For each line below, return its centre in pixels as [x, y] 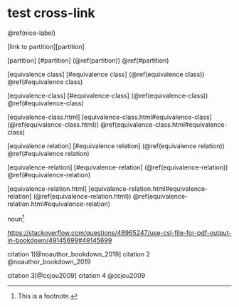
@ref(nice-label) [31, 33]
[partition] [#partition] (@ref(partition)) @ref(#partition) [88, 60]
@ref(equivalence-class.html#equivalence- [164, 124]
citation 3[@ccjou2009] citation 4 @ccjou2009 [76, 275]
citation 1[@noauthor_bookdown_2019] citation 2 [79, 254]
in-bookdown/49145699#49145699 [60, 240]
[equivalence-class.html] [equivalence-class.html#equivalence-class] [110, 117]
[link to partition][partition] [46, 46]
